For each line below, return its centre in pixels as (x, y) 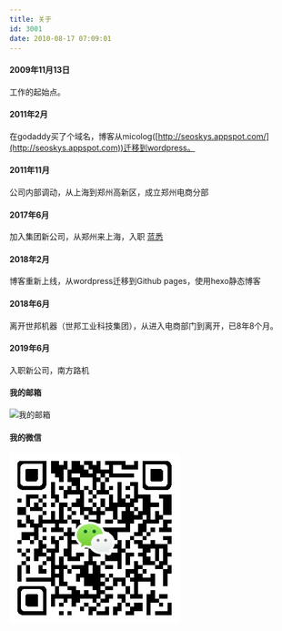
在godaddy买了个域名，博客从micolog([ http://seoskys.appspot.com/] (140, 136)
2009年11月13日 (40, 69)
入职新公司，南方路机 (49, 370)
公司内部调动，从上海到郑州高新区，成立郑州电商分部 (109, 192)
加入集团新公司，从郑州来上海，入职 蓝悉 (86, 237)
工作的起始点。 (37, 92)
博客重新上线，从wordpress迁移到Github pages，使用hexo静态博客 (135, 281)
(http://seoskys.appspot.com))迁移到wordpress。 (102, 148)
